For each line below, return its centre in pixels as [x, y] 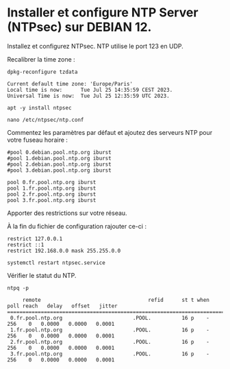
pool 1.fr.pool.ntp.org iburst [52, 188]
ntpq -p [18, 288]
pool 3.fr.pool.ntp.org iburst [52, 200]
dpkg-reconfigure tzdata [42, 72]
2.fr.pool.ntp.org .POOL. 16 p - [110, 342]
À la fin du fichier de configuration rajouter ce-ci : [77, 226]
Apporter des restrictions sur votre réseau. [67, 213]
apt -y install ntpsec [39, 107]
